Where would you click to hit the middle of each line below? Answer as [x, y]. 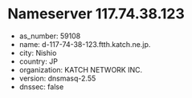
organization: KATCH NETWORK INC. [81, 69]
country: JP [38, 61]
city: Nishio [38, 53]
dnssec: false [41, 86]
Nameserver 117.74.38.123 [96, 14]
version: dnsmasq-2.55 [57, 78]
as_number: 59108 [50, 36]
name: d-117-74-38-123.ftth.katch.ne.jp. [85, 44]
